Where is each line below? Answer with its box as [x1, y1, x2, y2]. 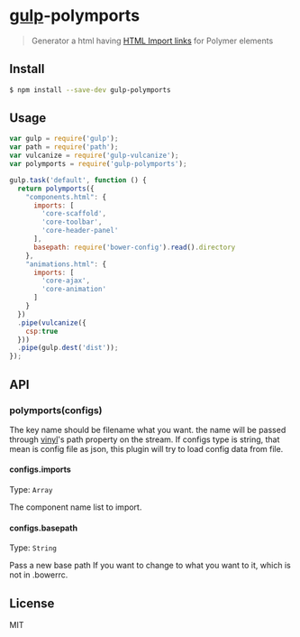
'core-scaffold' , [41, 209, 106, 218]
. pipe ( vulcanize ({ [17, 318, 87, 328]
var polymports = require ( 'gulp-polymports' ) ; [9, 160, 187, 169]
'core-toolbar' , [41, 217, 103, 226]
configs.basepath [9, 522, 78, 533]
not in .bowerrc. [9, 569, 68, 580]
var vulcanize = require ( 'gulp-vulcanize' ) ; [9, 151, 179, 161]
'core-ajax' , [41, 276, 91, 285]
